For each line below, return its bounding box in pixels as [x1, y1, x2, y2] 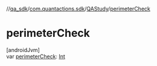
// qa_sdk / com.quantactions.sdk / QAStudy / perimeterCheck [6, 5, 151, 12]
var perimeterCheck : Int [6, 53, 65, 60]
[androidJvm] [6, 46, 40, 53]
